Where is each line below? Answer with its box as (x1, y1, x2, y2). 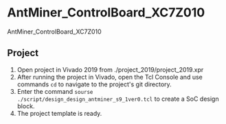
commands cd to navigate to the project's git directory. (16, 80, 172, 88)
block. (16, 101, 35, 110)
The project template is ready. (16, 109, 102, 117)
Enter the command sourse (16, 87, 93, 95)
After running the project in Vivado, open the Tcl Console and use (16, 73, 203, 81)
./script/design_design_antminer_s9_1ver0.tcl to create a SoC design (16, 95, 219, 103)
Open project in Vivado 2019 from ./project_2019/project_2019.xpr (16, 65, 204, 73)
